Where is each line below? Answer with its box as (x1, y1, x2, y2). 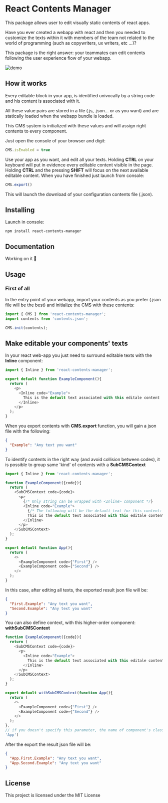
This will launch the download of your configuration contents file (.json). (5, 191, 153, 197)
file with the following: (5, 428, 51, 434)
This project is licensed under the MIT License (5, 792, 101, 798)
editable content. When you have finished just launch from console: (5, 172, 144, 178)
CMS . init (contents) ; (5, 325, 48, 330)
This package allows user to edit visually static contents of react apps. (5, 20, 150, 26)
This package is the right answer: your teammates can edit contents (5, 50, 145, 56)
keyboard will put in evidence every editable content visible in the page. (5, 161, 153, 168)
